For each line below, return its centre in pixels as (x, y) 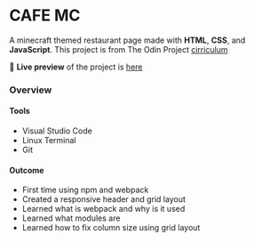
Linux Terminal (49, 141)
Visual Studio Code (57, 131)
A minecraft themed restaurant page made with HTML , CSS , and (127, 40)
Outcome (27, 170)
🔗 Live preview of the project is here (76, 67)
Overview (31, 90)
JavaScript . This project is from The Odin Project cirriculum (119, 49)
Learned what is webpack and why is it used (103, 209)
